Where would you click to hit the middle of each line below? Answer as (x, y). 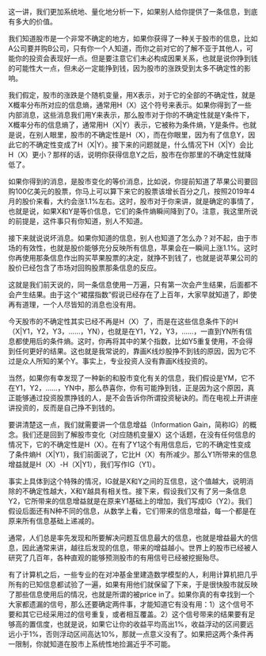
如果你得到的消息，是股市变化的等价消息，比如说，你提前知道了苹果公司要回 (133, 181)
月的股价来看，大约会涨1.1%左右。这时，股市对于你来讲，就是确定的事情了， (133, 201)
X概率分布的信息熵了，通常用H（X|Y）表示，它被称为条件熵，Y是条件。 (125, 125)
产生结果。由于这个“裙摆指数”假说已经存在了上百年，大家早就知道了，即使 (136, 295)
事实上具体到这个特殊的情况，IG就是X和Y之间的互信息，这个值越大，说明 (127, 481)
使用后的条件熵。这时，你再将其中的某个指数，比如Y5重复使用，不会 (134, 341)
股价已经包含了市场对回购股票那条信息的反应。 (84, 268)
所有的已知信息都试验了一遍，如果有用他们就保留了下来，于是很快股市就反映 (133, 585)
